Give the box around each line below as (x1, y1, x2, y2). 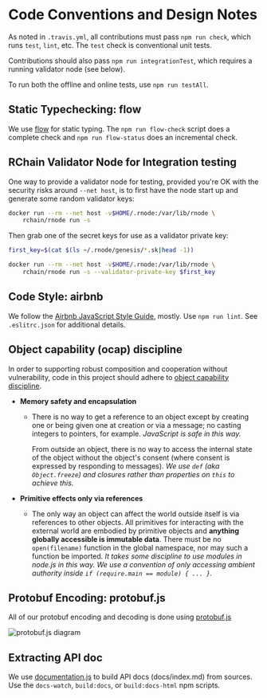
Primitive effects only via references (19, 493, 143, 503)
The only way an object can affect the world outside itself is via (31, 508, 240, 519)
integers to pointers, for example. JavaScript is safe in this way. (31, 429, 241, 438)
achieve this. (31, 478, 74, 488)
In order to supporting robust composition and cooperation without (8, 364, 228, 374)
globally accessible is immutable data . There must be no (31, 534, 222, 543)
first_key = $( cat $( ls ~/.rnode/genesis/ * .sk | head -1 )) (8, 246, 194, 254)
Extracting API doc (8, 651, 104, 665)
